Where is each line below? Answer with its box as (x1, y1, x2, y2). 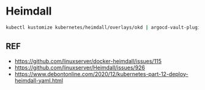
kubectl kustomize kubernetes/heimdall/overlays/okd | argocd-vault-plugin (6, 24, 203, 30)
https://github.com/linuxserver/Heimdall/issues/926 (14, 64, 145, 71)
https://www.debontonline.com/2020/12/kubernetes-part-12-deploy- (14, 70, 188, 77)
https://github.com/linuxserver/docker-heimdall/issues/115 (14, 57, 162, 64)
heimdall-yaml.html (14, 77, 64, 84)
